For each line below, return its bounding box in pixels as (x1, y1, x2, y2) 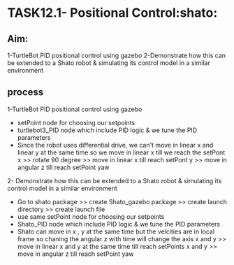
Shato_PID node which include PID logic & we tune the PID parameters (17, 220, 221, 228)
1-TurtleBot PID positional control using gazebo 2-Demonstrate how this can (7, 51, 226, 59)
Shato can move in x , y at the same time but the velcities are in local (17, 227, 215, 236)
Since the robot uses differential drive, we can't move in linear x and (17, 141, 214, 149)
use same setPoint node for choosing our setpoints (17, 212, 165, 221)
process (7, 86, 44, 99)
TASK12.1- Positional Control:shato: (7, 5, 218, 21)
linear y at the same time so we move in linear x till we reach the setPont (17, 148, 226, 157)
